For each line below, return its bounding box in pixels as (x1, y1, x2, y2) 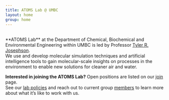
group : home (5, 17, 31, 22)
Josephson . (5, 47, 30, 54)
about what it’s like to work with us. (5, 90, 79, 96)
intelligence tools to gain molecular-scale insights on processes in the (5, 58, 153, 65)
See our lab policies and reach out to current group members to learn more (5, 85, 164, 91)
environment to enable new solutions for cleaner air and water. (5, 64, 137, 70)
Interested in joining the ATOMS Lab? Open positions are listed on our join (5, 74, 163, 80)
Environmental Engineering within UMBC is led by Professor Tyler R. (5, 42, 149, 48)
